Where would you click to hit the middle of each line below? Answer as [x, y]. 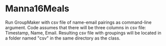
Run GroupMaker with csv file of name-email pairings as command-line [79, 22]
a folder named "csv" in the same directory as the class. [63, 38]
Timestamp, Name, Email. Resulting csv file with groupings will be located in [83, 33]
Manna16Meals [37, 9]
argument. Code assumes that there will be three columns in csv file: [76, 27]
